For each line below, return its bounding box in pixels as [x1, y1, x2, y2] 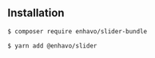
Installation [7, 6, 65, 20]
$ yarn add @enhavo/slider [7, 41, 97, 50]
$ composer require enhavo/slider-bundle [7, 27, 148, 35]
